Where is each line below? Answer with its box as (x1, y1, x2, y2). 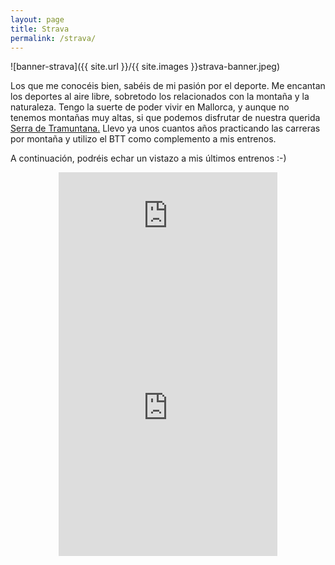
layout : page (10, 14, 65, 25)
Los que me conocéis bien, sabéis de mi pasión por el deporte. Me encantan (10, 80, 326, 92)
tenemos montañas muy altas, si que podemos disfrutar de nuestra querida (10, 112, 321, 124)
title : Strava (10, 24, 70, 34)
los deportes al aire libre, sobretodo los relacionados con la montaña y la (10, 91, 310, 103)
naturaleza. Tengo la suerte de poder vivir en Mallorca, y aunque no (10, 101, 290, 113)
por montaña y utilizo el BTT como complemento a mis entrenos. (10, 133, 277, 145)
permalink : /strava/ (10, 33, 97, 43)
